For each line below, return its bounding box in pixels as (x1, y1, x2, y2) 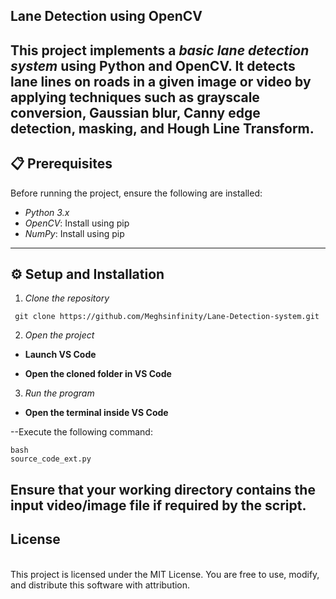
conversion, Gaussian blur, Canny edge (10, 104, 261, 121)
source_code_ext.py (10, 454, 92, 464)
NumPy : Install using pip (24, 227, 125, 239)
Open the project (24, 329, 95, 341)
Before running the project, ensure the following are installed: (10, 187, 263, 199)
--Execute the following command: (10, 426, 153, 438)
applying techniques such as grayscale (10, 89, 260, 106)
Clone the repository (24, 292, 110, 304)
